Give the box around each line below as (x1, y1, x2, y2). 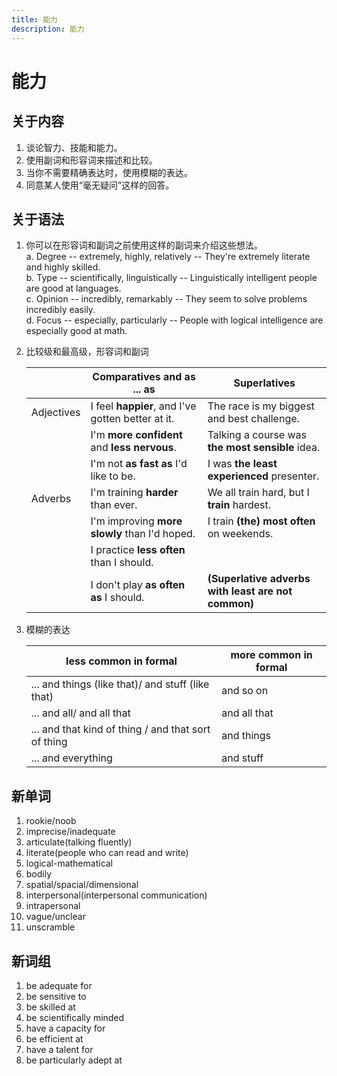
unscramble (25, 921, 76, 933)
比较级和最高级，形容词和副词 (25, 346, 149, 358)
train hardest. (207, 498, 271, 512)
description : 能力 (11, 24, 85, 34)
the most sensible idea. (207, 441, 321, 455)
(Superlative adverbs (207, 572, 311, 586)
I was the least (207, 457, 278, 471)
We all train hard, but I (207, 486, 310, 500)
